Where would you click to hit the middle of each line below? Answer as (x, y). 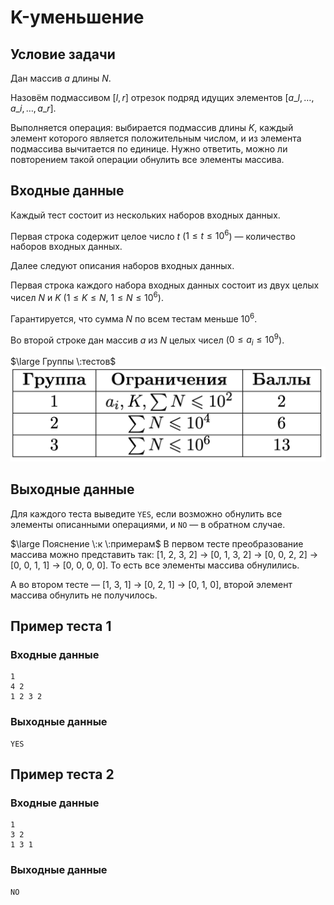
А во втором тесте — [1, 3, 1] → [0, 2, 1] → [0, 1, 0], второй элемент (151, 584)
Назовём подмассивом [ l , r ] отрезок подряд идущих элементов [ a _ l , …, (162, 97)
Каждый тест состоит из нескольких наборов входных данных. (145, 215)
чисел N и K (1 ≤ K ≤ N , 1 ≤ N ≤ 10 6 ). (87, 297)
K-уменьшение (77, 17)
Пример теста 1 (61, 626)
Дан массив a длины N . (61, 78)
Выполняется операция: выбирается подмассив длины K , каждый (152, 127)
